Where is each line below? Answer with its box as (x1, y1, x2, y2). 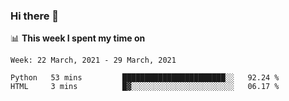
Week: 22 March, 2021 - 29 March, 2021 (10, 55, 177, 66)
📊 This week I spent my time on (10, 32, 146, 44)
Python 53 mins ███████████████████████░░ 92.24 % (10, 73, 280, 83)
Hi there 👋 (10, 9, 60, 23)
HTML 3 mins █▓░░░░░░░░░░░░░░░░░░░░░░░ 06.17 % (10, 82, 280, 92)
